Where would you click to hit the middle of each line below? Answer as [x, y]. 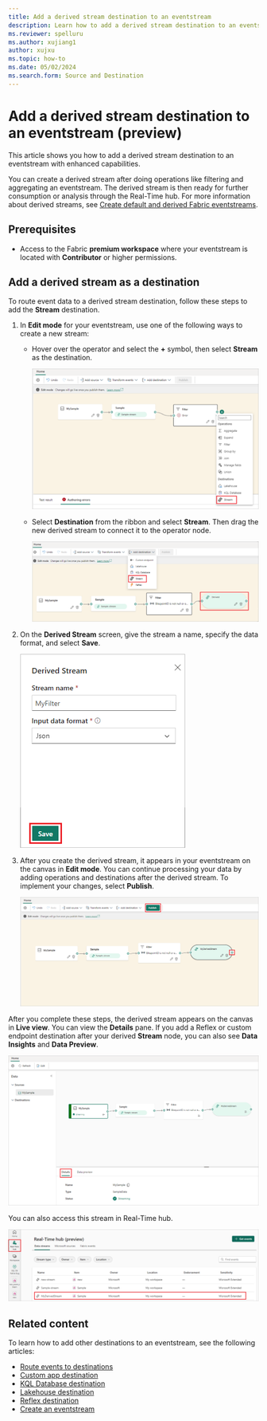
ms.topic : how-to [37, 59]
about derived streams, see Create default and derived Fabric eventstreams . [133, 204]
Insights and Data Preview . [53, 1044]
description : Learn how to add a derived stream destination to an [122, 25]
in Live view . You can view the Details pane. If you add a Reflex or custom [130, 1027]
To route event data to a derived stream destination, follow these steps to [128, 301]
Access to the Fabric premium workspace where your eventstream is [133, 249]
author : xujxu [32, 51]
